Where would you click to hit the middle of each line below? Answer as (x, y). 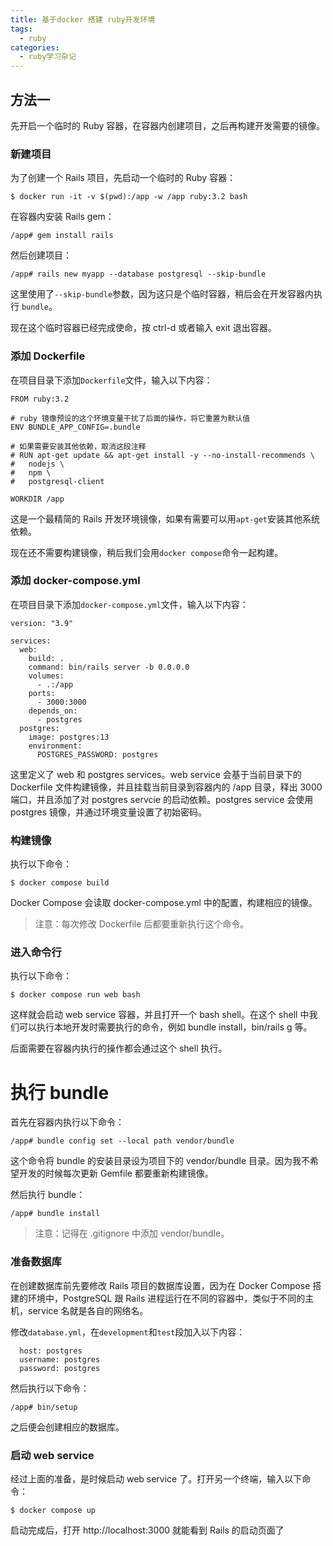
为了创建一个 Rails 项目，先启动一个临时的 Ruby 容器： (123, 178)
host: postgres (51, 1351)
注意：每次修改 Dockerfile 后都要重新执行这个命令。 (142, 924)
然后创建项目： (41, 255)
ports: (42, 693)
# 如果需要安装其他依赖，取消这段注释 (78, 446)
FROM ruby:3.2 (40, 399)
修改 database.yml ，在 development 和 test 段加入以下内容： (128, 1332)
